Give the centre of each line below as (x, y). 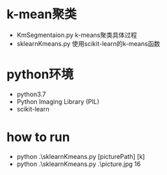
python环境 (40, 75)
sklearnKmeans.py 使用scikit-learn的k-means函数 (88, 43)
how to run (38, 137)
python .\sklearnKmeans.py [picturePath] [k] (81, 156)
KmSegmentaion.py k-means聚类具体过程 (77, 35)
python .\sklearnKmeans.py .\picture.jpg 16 (79, 164)
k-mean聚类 (42, 14)
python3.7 (31, 94)
